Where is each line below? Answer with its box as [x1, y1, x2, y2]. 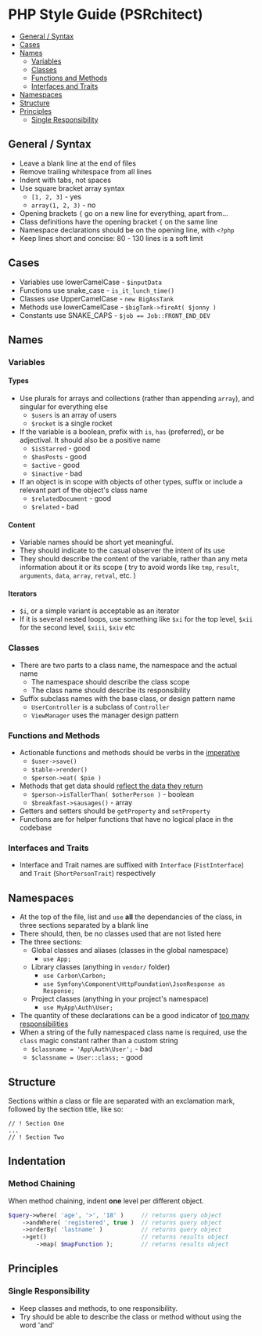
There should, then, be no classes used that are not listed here [19, 929, 221, 939]
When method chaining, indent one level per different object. [8, 1195, 205, 1206]
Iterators [8, 589, 38, 598]
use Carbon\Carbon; [42, 972, 107, 980]
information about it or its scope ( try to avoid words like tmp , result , [19, 563, 240, 572]
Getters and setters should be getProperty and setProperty [19, 806, 211, 816]
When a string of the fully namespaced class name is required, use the [19, 1028, 248, 1037]
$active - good [31, 461, 80, 470]
